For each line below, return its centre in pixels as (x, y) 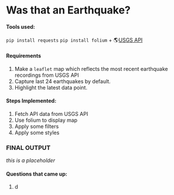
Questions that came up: (37, 174)
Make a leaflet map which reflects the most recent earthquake (91, 69)
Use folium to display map (46, 120)
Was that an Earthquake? (68, 10)
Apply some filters (37, 126)
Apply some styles (37, 132)
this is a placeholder (31, 160)
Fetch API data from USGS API (51, 114)
